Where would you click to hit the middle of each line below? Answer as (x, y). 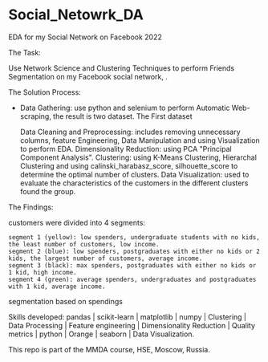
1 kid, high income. (43, 272)
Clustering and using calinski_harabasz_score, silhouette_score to (129, 165)
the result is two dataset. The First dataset (123, 116)
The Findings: (31, 207)
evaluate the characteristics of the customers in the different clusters (134, 183)
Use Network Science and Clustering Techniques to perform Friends (122, 68)
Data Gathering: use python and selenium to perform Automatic (125, 108)
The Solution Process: (45, 92)
